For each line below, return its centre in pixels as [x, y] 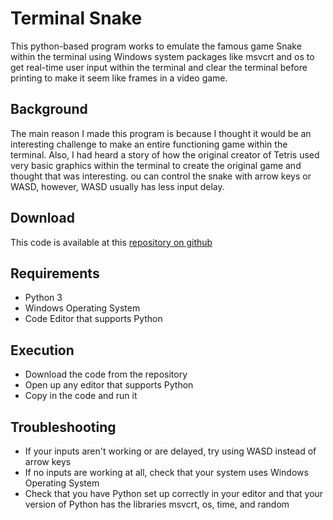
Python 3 [43, 298]
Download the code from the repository [106, 374]
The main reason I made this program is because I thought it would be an [161, 133]
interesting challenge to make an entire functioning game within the [149, 144]
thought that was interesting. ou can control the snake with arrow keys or [161, 176]
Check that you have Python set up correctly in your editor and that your [174, 493]
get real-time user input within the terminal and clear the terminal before [159, 67]
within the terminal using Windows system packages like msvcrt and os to [162, 56]
